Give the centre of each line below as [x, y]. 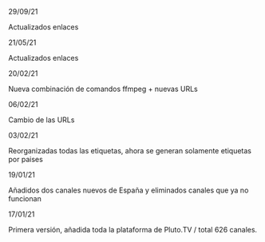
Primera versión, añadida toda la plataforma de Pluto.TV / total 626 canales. [133, 230]
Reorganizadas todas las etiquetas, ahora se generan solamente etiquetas [130, 151]
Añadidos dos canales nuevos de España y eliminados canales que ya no [129, 190]
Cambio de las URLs [42, 120]
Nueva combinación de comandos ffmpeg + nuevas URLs [103, 89]
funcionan [25, 198]
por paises [26, 159]
